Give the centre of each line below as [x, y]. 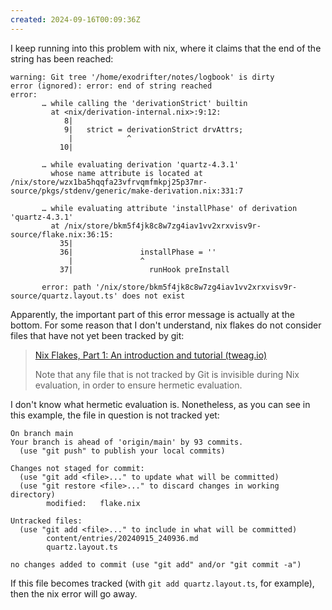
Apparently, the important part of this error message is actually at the [152, 314]
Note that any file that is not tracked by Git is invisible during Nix [167, 374]
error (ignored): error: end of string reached [111, 86]
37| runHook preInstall [144, 269]
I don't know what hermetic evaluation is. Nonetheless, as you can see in [160, 404]
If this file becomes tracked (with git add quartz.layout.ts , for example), [162, 583]
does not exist [153, 296]
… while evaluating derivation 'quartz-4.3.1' [140, 164]
